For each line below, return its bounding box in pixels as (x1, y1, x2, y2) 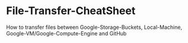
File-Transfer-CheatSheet (6, 4, 136, 18)
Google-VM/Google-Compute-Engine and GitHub (6, 29, 127, 37)
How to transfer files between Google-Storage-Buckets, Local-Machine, (6, 24, 183, 31)
